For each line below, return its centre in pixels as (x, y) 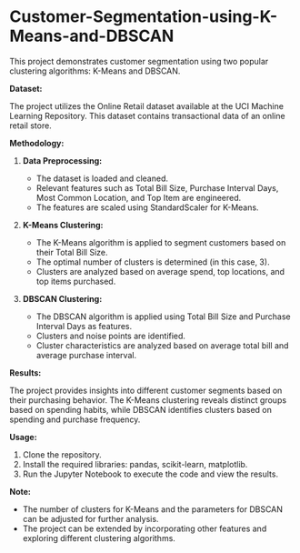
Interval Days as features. (84, 326)
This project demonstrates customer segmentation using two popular (139, 61)
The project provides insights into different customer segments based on (146, 390)
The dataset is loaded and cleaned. (102, 178)
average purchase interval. (86, 355)
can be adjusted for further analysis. (90, 518)
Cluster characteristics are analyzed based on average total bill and (162, 345)
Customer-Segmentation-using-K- (144, 17)
